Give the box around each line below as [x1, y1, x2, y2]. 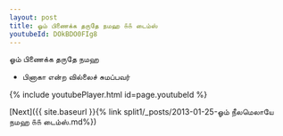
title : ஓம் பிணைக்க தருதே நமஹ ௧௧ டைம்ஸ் [9, 21, 158, 30]
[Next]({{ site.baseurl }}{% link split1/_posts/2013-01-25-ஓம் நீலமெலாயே [9, 107, 274, 117]
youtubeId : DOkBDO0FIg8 [9, 29, 98, 38]
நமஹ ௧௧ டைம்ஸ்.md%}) [9, 116, 97, 127]
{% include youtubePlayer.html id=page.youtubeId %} [9, 90, 208, 100]
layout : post [9, 12, 58, 22]
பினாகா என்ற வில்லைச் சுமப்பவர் [21, 72, 131, 83]
